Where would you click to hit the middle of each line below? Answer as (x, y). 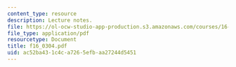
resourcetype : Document (42, 40)
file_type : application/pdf (48, 33)
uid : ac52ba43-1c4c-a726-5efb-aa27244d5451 (72, 53)
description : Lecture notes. (50, 20)
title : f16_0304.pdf (38, 46)
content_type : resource (42, 14)
